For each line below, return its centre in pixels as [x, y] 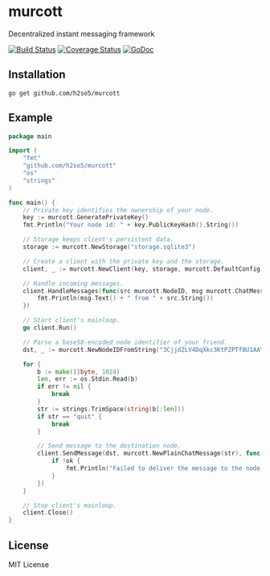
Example [31, 118]
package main [30, 136]
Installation [37, 75]
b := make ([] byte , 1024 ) [79, 372]
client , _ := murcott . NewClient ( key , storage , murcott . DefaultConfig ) [143, 269]
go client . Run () [50, 328]
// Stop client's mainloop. [70, 505]
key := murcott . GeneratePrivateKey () [86, 218]
